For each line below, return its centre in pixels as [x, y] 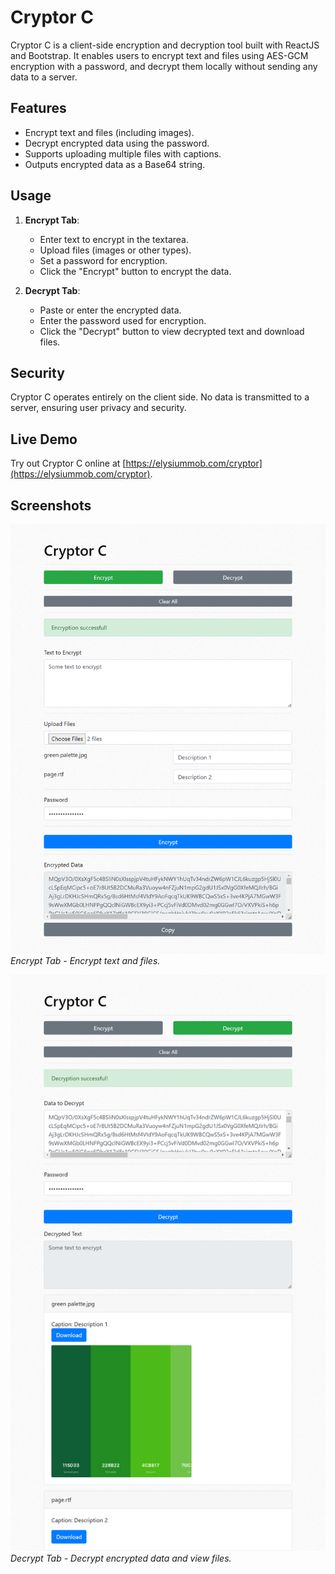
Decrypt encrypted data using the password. [117, 143]
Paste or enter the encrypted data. [110, 310]
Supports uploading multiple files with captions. [123, 153]
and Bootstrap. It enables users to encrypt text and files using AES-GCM [159, 55]
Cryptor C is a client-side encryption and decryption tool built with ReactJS [165, 45]
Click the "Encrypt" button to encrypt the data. [135, 271]
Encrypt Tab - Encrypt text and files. [85, 961]
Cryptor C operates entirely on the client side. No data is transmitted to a [160, 397]
